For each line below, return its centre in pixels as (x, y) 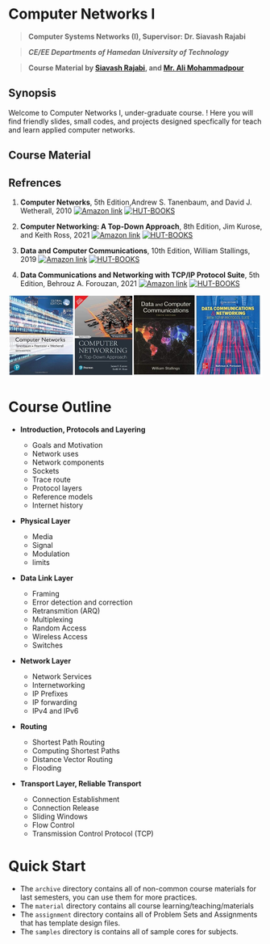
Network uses (55, 453)
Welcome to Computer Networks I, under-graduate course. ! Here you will (131, 112)
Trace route (51, 479)
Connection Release (65, 807)
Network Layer (45, 660)
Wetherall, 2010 (46, 210)
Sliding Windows (60, 816)
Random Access (59, 628)
